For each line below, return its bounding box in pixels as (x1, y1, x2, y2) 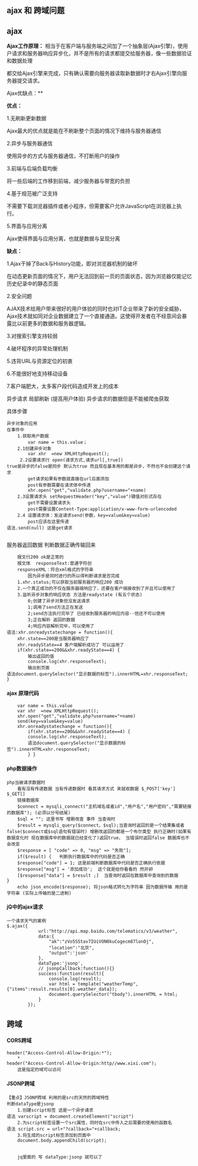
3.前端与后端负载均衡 (6, 165, 58, 172)
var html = (48, 981, 76, 987)
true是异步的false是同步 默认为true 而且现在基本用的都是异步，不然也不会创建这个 (6, 463, 186, 469)
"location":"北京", (48, 945, 95, 951)
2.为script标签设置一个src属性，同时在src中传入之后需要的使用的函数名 (17, 1119, 172, 1126)
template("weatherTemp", (78, 981, 139, 987)
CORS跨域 (6, 1037, 32, 1044)
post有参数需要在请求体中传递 (28, 482, 91, 488)
